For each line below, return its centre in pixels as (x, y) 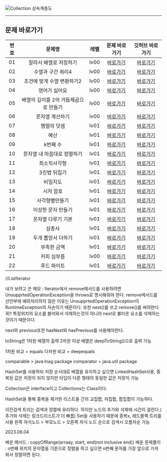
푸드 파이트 (53, 266)
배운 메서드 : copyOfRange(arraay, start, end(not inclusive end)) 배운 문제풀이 (83, 442)
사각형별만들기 (53, 200)
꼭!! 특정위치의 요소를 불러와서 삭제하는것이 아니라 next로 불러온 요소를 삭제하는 (83, 313)
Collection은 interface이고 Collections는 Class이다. (56, 388)
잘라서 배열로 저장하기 (53, 62)
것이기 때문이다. (21, 320)
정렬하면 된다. (28, 455)
